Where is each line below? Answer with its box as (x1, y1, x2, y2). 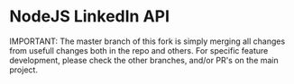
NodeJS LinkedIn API (9, 6, 170, 27)
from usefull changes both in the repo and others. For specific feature (9, 45, 269, 55)
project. (9, 64, 39, 75)
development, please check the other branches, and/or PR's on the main (9, 55, 280, 65)
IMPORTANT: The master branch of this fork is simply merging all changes (9, 36, 286, 46)
